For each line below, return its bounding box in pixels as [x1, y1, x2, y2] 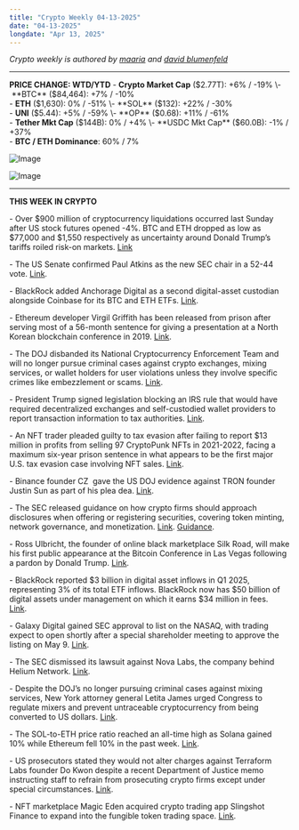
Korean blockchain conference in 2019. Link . [9, 331, 172, 342]
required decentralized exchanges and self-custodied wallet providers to [9, 404, 276, 415]
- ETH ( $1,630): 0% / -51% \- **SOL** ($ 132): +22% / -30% [9, 99, 233, 109]
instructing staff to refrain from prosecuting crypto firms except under [9, 775, 266, 786]
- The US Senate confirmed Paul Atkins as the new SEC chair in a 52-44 [9, 259, 274, 270]
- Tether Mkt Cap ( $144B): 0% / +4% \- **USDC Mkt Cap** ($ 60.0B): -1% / [9, 117, 289, 128]
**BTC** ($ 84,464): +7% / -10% [11, 89, 135, 100]
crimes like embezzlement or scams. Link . [9, 377, 163, 388]
